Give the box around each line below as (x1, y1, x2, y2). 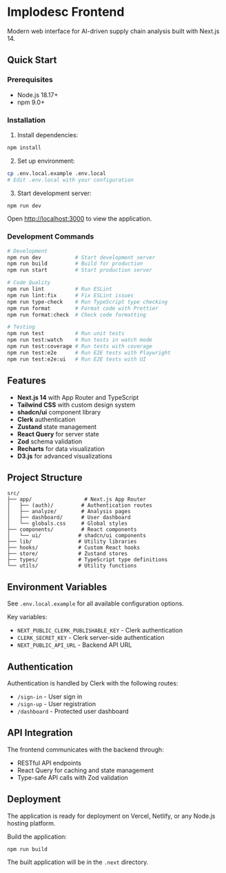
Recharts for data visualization (17, 444, 105, 452)
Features (7, 375, 46, 387)
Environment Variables (7, 581, 107, 593)
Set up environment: (17, 157, 75, 165)
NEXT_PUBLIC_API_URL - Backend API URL (17, 641, 132, 649)
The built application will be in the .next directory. (7, 858, 149, 866)
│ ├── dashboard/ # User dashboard (7, 514, 131, 521)
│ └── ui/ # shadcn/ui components (7, 532, 147, 539)
